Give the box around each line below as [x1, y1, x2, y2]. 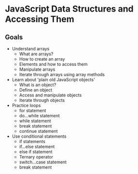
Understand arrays [12, 46, 50, 51]
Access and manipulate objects [19, 92, 82, 98]
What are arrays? [19, 51, 54, 57]
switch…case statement [19, 159, 67, 165]
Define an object [19, 87, 52, 93]
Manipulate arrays [19, 66, 55, 72]
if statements [19, 139, 46, 144]
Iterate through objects [19, 97, 65, 103]
